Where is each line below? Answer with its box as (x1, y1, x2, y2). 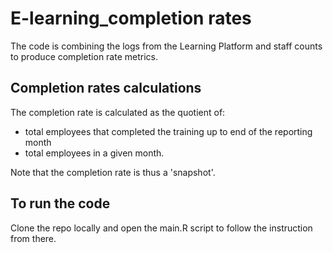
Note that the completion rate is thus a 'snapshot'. (10, 166, 216, 178)
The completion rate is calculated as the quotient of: (10, 106, 226, 118)
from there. (10, 232, 57, 244)
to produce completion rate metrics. (10, 50, 158, 62)
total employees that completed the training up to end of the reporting (24, 125, 313, 137)
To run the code (10, 195, 111, 212)
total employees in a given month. (24, 147, 165, 159)
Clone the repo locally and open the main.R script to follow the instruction (10, 222, 313, 234)
